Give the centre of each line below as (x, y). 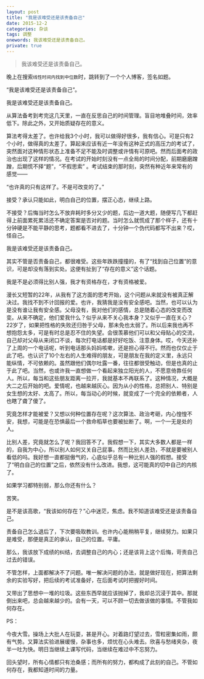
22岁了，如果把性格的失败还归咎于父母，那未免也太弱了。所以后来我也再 (97, 325)
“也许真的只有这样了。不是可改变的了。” (55, 186)
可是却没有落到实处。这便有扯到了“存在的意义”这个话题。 (88, 268)
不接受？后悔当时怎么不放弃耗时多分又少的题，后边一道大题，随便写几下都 (99, 213)
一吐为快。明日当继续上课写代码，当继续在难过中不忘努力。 (86, 649)
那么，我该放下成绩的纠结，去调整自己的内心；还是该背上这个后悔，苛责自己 (102, 552)
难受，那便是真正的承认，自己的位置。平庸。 (67, 539)
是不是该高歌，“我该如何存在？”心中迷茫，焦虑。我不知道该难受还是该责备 (99, 511)
